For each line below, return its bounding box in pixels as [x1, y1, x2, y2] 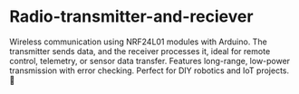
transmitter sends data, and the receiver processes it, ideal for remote [9, 45, 271, 56]
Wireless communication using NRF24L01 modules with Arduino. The [9, 36, 267, 47]
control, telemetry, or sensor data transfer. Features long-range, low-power [9, 55, 291, 66]
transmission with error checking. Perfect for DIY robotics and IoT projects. [9, 65, 290, 76]
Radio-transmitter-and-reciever [9, 6, 254, 27]
